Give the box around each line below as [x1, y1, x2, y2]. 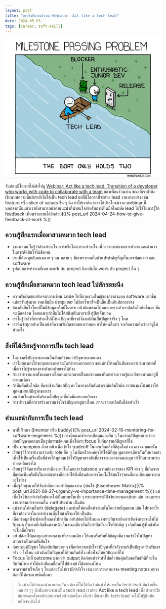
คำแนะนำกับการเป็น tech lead [5, 414, 83, 422]
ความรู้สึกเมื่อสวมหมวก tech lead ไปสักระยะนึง [5, 280, 124, 289]
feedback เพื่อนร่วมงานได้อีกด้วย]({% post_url [5, 211, 88, 217]
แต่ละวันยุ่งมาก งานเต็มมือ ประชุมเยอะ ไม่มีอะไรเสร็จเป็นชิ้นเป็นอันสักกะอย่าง [12, 299, 134, 305]
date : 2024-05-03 [5, 18, 41, 23]
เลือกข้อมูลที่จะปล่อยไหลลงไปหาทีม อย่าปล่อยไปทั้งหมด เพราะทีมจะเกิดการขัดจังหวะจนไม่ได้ [12, 516, 158, 522]
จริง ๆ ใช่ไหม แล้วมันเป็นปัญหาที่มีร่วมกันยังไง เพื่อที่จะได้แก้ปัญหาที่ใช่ [12, 549, 124, 555]
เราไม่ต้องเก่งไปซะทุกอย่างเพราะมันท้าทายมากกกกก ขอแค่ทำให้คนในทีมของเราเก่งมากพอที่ [12, 360, 157, 366]
